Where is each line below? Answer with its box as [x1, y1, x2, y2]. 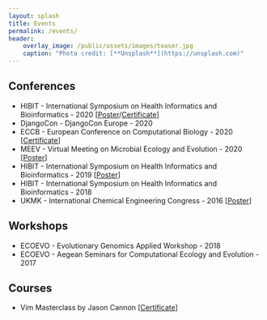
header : [8, 34, 35, 43]
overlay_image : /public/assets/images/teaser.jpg [23, 42, 194, 50]
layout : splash [8, 11, 60, 20]
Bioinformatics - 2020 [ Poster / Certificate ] [19, 109, 159, 119]
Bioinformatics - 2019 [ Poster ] [19, 169, 121, 179]
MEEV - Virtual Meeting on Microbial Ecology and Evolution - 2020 [19, 143, 243, 154]
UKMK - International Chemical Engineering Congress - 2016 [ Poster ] [19, 195, 252, 205]
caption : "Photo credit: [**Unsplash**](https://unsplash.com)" [23, 49, 244, 58]
